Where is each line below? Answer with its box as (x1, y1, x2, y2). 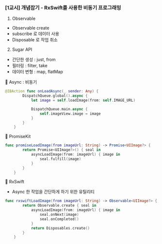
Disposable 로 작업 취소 (12, 37, 58, 43)
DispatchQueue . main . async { (31, 106, 88, 111)
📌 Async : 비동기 (5, 79, 37, 85)
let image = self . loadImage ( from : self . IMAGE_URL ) (31, 98, 136, 103)
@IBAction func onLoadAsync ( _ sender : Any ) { (5, 89, 98, 94)
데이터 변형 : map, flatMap (12, 69, 63, 75)
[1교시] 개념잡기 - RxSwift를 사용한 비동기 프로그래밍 (5, 4, 121, 11)
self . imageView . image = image (39, 111, 101, 116)
